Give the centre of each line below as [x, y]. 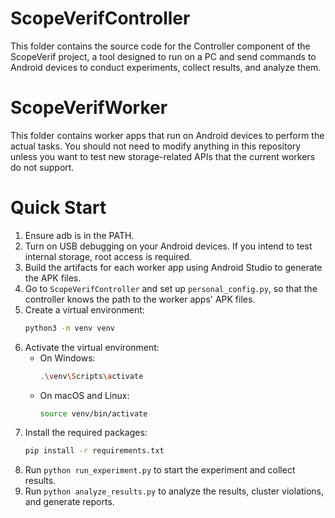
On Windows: [67, 358]
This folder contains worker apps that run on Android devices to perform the [167, 135]
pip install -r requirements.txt [94, 451]
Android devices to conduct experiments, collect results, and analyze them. [166, 67]
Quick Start [58, 208]
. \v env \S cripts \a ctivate [91, 376]
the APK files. [53, 278]
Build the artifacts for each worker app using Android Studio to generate [173, 267]
